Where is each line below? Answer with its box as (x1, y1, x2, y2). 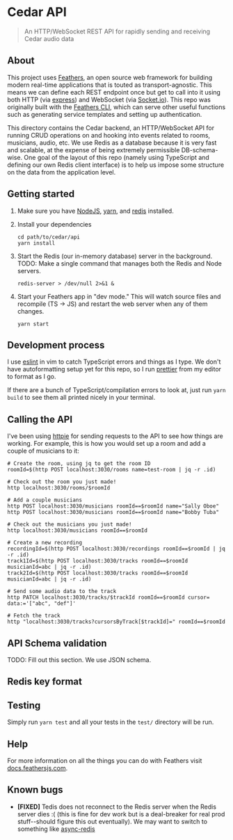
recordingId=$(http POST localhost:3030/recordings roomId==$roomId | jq (7, 545, 226, 553)
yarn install (17, 239, 56, 247)
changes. (17, 307, 45, 315)
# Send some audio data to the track (7, 588, 117, 595)
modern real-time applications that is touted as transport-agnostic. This (7, 81, 212, 89)
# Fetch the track (7, 613, 61, 620)
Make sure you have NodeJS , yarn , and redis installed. (17, 207, 174, 215)
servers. (17, 266, 42, 275)
